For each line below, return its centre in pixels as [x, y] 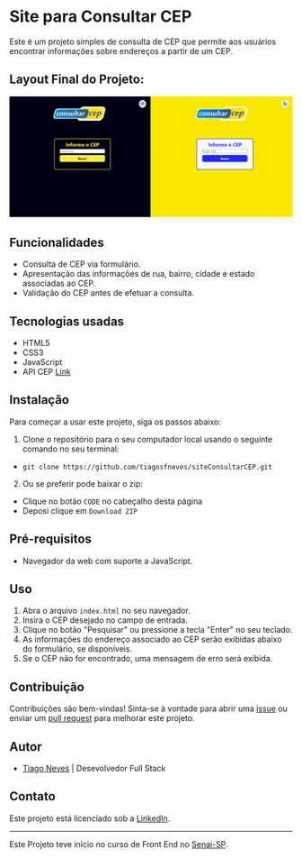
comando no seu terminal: [71, 449]
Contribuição [47, 687]
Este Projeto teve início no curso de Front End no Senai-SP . [119, 844]
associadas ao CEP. [59, 283]
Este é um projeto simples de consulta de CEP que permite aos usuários [143, 41]
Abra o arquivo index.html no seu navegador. [106, 611]
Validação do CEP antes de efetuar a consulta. [108, 293]
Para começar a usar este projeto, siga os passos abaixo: [115, 422]
